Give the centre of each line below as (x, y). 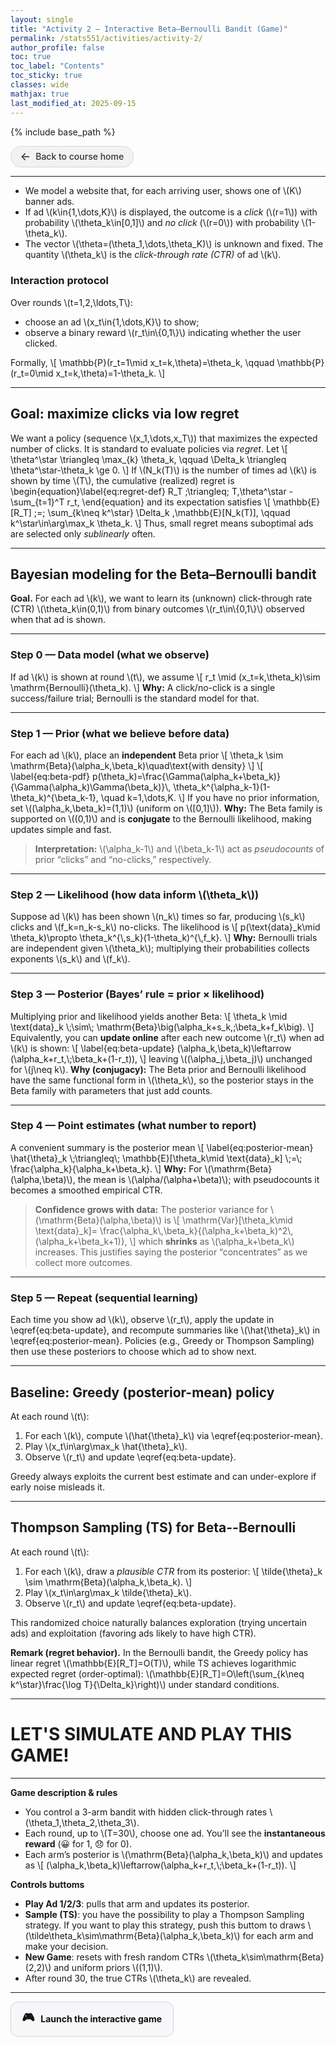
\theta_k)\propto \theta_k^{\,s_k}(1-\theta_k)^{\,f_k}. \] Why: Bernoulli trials (164, 938)
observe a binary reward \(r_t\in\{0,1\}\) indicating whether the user (163, 332)
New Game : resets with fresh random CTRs (114, 1957)
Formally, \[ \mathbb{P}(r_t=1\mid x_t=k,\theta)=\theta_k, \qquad (142, 362)
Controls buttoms (47, 1884)
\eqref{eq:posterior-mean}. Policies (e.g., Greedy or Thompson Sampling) (162, 1341)
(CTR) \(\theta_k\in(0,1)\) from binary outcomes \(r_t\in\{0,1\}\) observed (157, 609)
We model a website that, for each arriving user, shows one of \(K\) (163, 191)
